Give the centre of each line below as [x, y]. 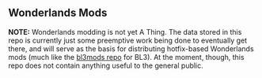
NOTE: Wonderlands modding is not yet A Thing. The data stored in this [125, 32]
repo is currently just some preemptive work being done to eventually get [128, 40]
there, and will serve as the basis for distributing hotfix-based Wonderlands [131, 48]
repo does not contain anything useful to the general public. [106, 65]
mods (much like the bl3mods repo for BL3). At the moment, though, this [126, 57]
